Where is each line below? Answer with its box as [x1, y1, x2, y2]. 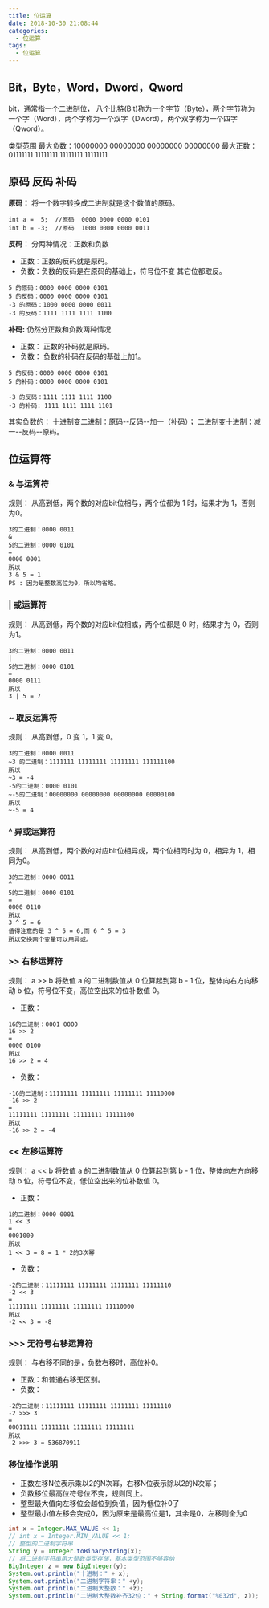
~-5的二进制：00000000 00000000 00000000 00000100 [8, 790, 175, 799]
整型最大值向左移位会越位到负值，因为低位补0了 [19, 1499, 180, 1508]
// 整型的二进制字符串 [8, 1540, 74, 1548]
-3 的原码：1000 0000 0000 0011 [8, 300, 112, 309]
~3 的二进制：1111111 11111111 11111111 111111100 [8, 758, 175, 766]
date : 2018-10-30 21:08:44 [8, 19, 99, 27]
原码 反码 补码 [8, 175, 77, 189]
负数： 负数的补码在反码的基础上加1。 [19, 351, 145, 361]
